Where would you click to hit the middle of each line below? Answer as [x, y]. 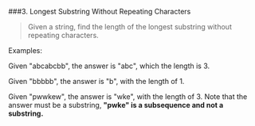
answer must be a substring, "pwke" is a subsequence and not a [116, 105]
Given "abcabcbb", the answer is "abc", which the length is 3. [109, 66]
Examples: [25, 50]
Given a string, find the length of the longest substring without [130, 27]
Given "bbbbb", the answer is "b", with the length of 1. [96, 81]
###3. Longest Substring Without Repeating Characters [100, 11]
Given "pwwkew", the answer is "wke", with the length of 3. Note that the [128, 97]
